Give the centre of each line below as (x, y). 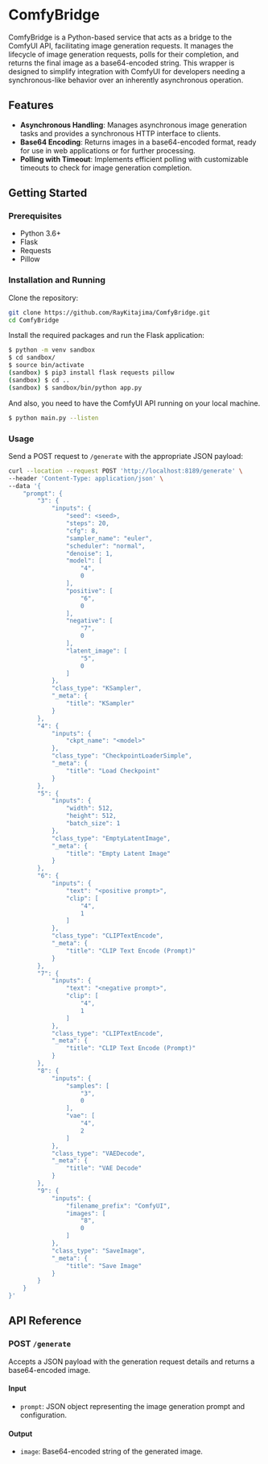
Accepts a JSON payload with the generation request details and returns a (132, 1362)
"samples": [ (88, 1086)
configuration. (43, 1415)
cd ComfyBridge (34, 320)
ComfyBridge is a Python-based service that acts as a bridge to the (120, 37)
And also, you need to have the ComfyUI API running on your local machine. (134, 403)
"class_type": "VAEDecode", (99, 1153)
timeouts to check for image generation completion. (106, 168)
